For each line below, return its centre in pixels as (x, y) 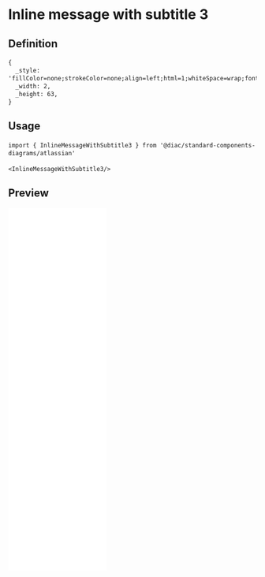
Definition (33, 44)
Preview (29, 194)
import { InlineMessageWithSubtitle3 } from (82, 145)
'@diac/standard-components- (208, 145)
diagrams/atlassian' (42, 153)
